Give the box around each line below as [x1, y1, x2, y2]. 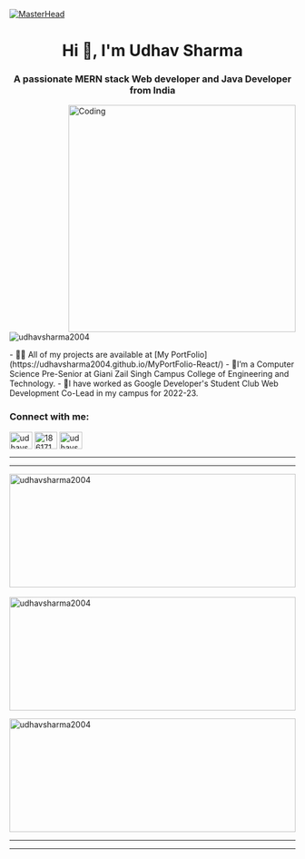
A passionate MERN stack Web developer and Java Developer [13, 73, 292, 85]
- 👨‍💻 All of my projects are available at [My [9, 350, 170, 360]
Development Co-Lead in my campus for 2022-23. [9, 388, 199, 399]
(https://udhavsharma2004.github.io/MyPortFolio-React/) [9, 359, 224, 370]
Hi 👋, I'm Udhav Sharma [62, 41, 243, 61]
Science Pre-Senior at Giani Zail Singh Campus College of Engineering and [9, 369, 290, 380]
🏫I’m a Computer [231, 359, 295, 370]
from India [129, 84, 176, 97]
